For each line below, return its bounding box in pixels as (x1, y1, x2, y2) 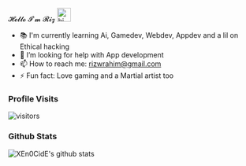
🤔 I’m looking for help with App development (19, 50, 164, 59)
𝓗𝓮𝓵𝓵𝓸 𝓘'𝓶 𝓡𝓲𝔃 (8, 14, 56, 24)
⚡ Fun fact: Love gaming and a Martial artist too (19, 71, 174, 80)
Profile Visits (8, 93, 59, 104)
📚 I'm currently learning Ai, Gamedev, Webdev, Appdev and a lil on (19, 31, 239, 39)
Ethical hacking (19, 42, 69, 51)
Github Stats (8, 131, 58, 142)
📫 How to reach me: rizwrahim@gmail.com (19, 59, 162, 68)
